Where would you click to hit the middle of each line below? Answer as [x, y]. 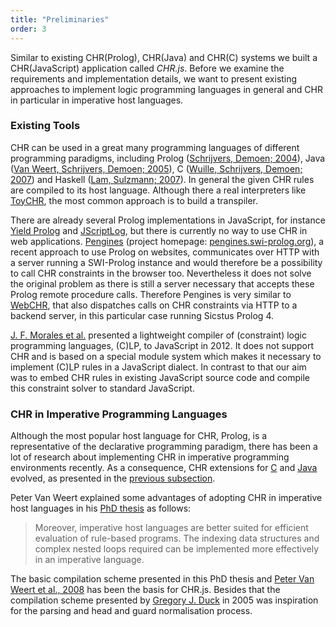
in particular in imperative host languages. [97, 100]
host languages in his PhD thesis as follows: [101, 508]
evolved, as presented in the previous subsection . [113, 478]
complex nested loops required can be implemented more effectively [177, 549]
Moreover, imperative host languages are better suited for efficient [171, 528]
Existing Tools [45, 126]
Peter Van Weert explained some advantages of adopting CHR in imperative [166, 498]
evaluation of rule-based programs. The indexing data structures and [177, 538]
